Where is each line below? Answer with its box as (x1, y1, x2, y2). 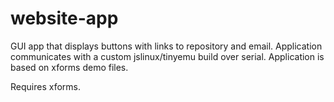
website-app (10, 7, 119, 30)
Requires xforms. (10, 80, 81, 92)
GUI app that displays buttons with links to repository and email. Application (10, 40, 323, 52)
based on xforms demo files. (10, 61, 129, 73)
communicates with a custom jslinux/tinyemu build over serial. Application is (10, 50, 325, 62)
